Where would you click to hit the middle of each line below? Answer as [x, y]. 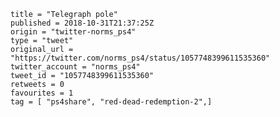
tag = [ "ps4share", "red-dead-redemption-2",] [111, 102]
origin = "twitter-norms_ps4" [73, 32]
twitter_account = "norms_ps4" [75, 67]
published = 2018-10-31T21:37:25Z [82, 23]
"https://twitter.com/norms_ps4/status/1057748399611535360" [140, 58]
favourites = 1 [42, 93]
